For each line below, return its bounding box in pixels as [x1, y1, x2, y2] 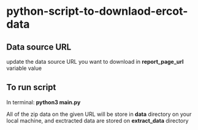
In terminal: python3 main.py [6, 98, 81, 105]
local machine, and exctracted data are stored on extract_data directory [6, 117, 189, 124]
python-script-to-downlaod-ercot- [6, 4, 188, 18]
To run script [6, 82, 56, 93]
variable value [6, 64, 42, 72]
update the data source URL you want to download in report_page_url [6, 58, 184, 65]
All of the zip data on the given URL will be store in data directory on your [6, 110, 192, 118]
